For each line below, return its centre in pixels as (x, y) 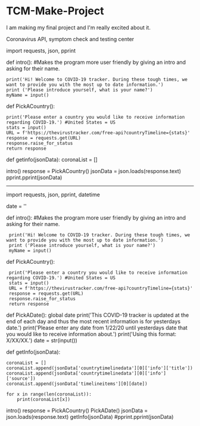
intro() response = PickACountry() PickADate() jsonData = (77, 410)
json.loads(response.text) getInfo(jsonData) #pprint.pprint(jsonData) (90, 416)
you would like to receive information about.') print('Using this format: (91, 334)
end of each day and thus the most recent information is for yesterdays (93, 321)
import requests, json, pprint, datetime (53, 195)
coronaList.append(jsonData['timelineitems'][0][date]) (77, 384)
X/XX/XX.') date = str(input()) (42, 340)
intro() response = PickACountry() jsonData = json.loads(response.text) (94, 171)
